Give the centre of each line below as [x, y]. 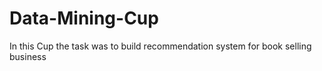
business [28, 56]
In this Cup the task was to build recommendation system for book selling [160, 46]
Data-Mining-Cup [84, 18]
